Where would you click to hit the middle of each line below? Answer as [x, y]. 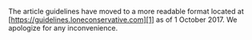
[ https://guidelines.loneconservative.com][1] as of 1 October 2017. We [123, 20]
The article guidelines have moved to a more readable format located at [126, 11]
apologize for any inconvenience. [63, 28]
